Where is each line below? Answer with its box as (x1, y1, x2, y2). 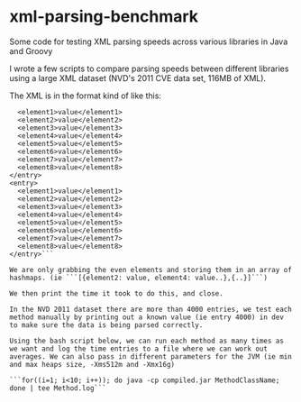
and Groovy (9, 45, 53, 56)
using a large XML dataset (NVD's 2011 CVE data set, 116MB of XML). (9, 72, 267, 83)
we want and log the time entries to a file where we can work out (9, 344, 269, 353)
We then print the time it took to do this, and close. (9, 288, 223, 298)
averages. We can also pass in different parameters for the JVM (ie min (9, 352, 293, 361)
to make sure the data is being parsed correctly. (9, 320, 204, 330)
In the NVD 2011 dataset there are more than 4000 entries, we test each (9, 305, 293, 314)
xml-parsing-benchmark (9, 6, 199, 27)
